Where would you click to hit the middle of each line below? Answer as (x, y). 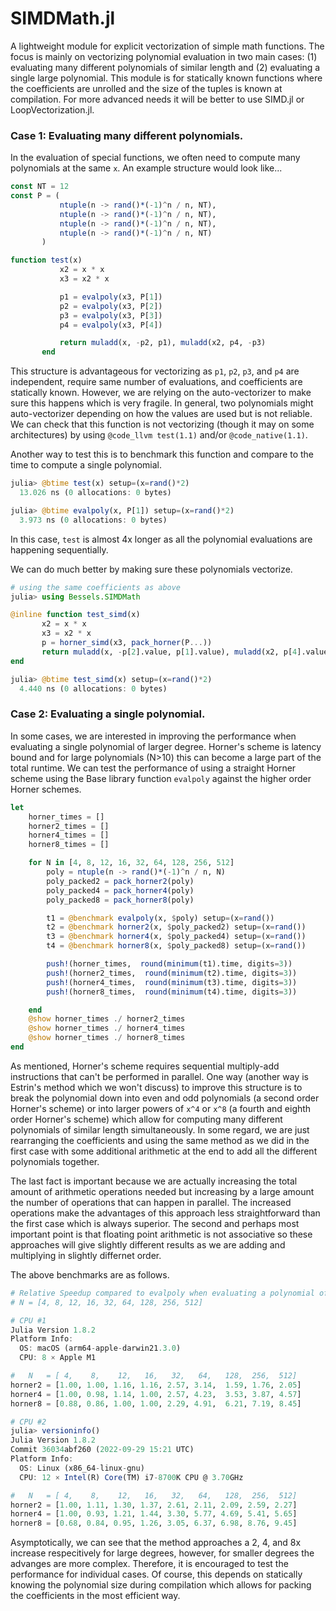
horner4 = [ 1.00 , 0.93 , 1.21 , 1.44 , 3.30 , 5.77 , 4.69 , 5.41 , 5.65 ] (154, 1514)
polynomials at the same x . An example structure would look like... (146, 168)
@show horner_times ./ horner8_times (107, 1038)
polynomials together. (55, 1161)
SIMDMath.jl (63, 18)
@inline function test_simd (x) (75, 615)
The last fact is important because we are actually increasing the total (154, 1181)
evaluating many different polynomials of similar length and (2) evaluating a (165, 67)
